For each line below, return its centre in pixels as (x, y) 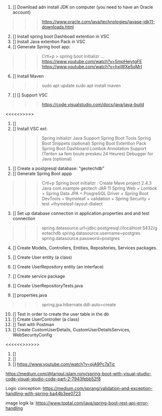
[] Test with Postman (33, 324)
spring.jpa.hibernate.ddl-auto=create (79, 305)
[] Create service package (39, 276)
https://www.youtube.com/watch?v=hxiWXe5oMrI (92, 66)
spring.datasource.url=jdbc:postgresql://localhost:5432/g (99, 228)
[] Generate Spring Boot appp (42, 174)
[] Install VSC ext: (30, 129)
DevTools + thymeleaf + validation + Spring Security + (96, 198)
